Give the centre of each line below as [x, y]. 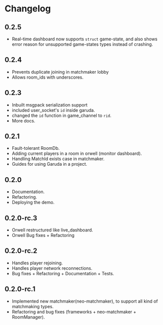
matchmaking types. [33, 306]
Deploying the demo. [33, 203]
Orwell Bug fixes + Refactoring [43, 235]
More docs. [24, 120]
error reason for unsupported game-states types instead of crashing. [82, 44]
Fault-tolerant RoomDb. [36, 148]
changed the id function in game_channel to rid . [62, 115]
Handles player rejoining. [37, 263]
